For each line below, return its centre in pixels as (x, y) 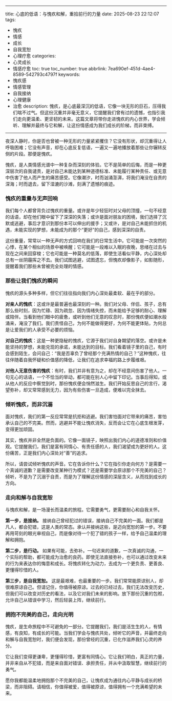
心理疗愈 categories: (34, 56)
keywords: (69, 74)
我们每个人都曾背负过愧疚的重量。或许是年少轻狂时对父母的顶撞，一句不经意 (86, 211)
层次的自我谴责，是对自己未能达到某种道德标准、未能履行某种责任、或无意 (88, 171)
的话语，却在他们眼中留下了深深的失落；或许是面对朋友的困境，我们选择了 (84, 217)
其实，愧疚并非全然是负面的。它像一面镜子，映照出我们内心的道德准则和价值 (86, 440)
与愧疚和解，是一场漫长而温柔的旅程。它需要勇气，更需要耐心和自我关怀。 (84, 510)
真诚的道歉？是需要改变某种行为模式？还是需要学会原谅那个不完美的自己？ (88, 470)
